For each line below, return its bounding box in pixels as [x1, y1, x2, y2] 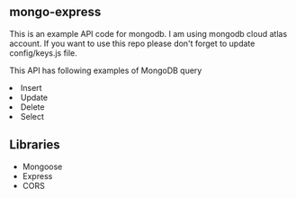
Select [21, 111, 45, 121]
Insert [21, 82, 42, 93]
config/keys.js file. [9, 47, 78, 58]
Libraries [9, 137, 60, 153]
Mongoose [22, 161, 63, 172]
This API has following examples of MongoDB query [9, 65, 202, 76]
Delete [21, 101, 45, 112]
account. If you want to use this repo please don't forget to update [9, 38, 256, 49]
